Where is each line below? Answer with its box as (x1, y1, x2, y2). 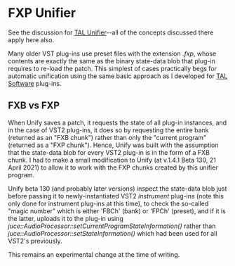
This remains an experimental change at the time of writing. (8, 250, 180, 258)
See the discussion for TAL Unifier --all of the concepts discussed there (8, 28, 214, 37)
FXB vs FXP (8, 100, 60, 112)
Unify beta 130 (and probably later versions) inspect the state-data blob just (8, 184, 227, 193)
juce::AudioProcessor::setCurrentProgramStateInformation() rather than (8, 222, 216, 230)
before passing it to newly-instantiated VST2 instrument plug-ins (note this (8, 191, 224, 200)
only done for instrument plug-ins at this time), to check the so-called (8, 199, 209, 208)
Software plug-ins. (8, 79, 62, 87)
